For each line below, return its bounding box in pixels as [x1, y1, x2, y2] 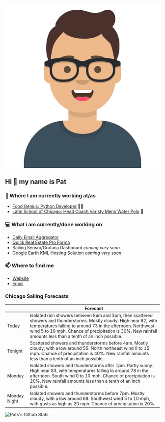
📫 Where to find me [5, 262, 54, 269]
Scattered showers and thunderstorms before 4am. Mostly [30, 340, 148, 346]
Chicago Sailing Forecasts [5, 292, 69, 299]
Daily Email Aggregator [12, 234, 59, 240]
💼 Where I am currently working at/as [5, 192, 96, 199]
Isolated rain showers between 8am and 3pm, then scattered [30, 312, 153, 318]
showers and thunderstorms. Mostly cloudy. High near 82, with [30, 317, 157, 323]
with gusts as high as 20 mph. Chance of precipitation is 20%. [30, 400, 156, 406]
